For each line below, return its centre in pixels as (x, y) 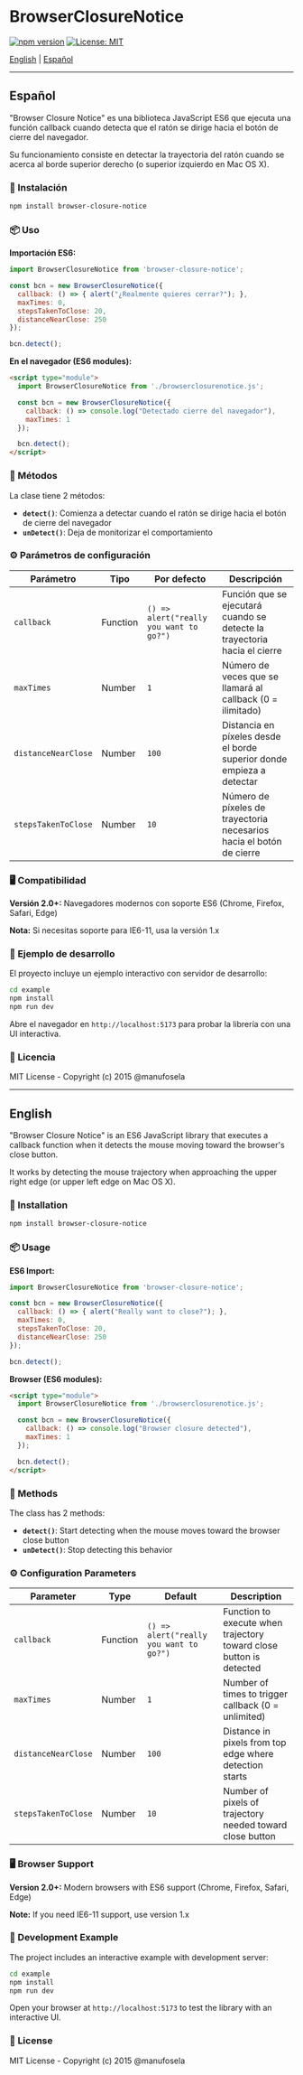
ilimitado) (242, 710)
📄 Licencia (32, 1057)
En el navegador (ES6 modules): (71, 361)
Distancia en (248, 724)
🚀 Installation (39, 1205)
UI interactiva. (35, 1034)
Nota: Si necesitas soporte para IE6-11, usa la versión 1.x (115, 930)
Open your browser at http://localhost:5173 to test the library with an (141, 2008)
